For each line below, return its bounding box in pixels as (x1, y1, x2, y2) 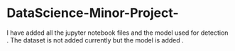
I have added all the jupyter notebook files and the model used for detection (6, 28, 229, 37)
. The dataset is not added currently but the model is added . (6, 35, 184, 44)
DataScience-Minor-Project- (6, 5, 179, 21)
